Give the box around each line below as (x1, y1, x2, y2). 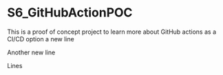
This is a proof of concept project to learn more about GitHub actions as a (7, 28, 217, 36)
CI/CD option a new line (7, 34, 74, 43)
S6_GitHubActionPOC (7, 5, 133, 21)
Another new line (7, 48, 56, 56)
